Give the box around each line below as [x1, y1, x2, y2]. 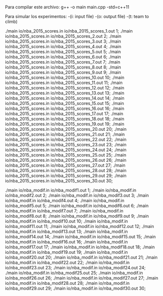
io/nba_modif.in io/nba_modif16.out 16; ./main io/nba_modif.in [5, 239, 128, 244]
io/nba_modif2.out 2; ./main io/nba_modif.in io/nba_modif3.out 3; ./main [5, 192, 149, 198]
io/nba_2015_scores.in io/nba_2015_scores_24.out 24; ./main [5, 147, 127, 153]
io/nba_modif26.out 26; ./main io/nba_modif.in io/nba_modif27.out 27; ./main [5, 275, 158, 281]
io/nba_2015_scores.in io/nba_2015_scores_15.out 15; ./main [5, 101, 124, 106]
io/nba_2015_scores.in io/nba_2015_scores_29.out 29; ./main [5, 173, 127, 178]
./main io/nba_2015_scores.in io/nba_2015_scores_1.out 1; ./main [5, 28, 133, 34]
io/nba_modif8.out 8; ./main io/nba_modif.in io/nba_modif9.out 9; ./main [5, 213, 149, 219]
